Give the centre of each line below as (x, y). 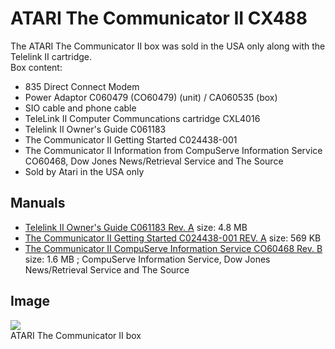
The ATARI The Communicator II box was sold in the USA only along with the (168, 46)
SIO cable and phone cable (80, 108)
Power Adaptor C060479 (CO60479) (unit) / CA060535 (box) (151, 97)
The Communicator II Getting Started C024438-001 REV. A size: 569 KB (173, 238)
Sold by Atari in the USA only (84, 171)
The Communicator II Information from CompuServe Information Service (173, 150)
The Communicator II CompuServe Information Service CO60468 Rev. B (173, 248)
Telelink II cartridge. (51, 56)
